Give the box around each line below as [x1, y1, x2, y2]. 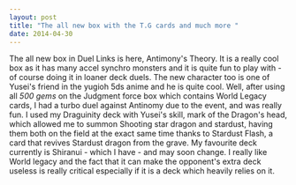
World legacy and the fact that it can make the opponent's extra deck [9, 156, 262, 167]
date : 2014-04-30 [9, 29, 73, 38]
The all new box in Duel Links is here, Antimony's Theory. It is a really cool [9, 54, 279, 64]
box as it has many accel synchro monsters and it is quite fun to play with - [9, 63, 282, 73]
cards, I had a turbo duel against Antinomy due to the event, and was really [9, 100, 283, 111]
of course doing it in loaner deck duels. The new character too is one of [9, 72, 270, 83]
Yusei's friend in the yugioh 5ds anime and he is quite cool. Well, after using [9, 81, 285, 92]
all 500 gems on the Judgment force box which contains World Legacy [9, 91, 267, 101]
